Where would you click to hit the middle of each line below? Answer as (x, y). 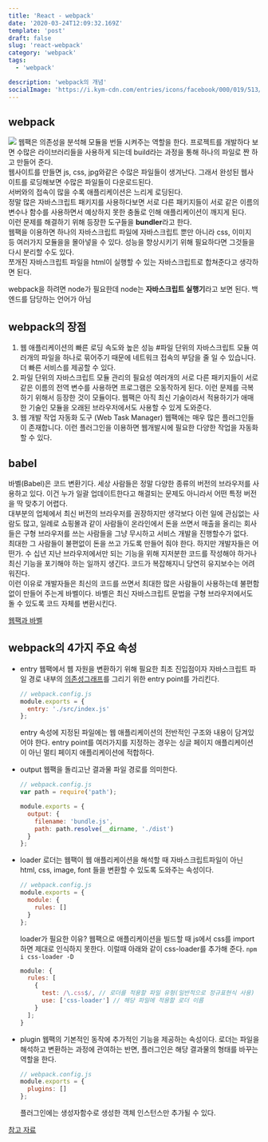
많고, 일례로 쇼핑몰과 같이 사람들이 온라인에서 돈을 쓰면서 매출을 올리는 (132, 523)
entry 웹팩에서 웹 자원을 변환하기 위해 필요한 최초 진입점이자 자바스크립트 (134, 669)
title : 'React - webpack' (51, 16)
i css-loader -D (47, 956)
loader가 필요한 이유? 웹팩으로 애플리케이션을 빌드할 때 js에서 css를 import (137, 938)
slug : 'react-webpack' (46, 46)
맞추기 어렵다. (46, 503)
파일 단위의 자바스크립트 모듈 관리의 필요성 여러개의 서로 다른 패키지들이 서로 (139, 377)
